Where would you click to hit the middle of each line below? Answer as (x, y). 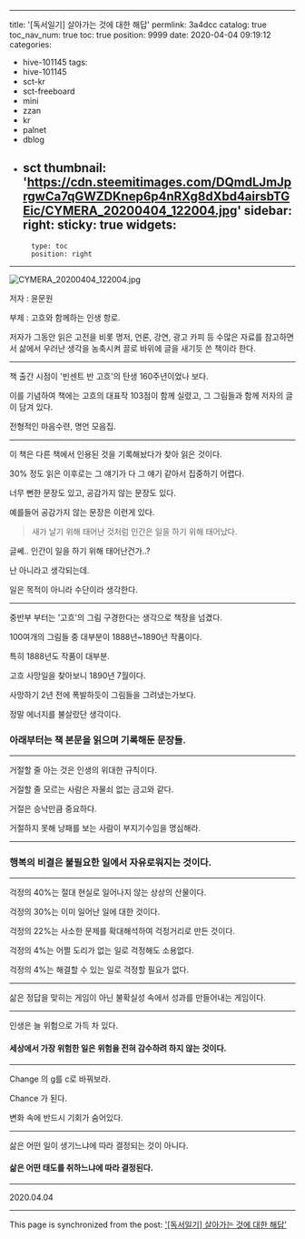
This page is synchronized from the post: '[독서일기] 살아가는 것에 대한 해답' (148, 1224)
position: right (62, 254)
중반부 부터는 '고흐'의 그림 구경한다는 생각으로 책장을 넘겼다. (116, 617)
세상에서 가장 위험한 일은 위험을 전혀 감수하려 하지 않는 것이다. (118, 1048)
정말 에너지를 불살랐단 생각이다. (65, 714)
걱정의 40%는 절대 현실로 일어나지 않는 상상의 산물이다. (108, 892)
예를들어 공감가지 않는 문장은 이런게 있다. (82, 512)
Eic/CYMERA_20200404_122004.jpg (130, 211)
